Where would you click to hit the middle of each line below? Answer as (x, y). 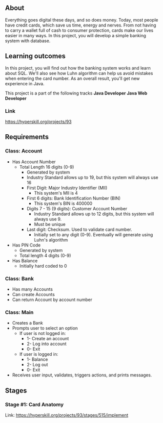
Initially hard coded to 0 (43, 266)
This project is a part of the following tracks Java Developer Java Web (76, 93)
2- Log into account (47, 344)
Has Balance (25, 261)
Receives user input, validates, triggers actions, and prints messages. (82, 375)
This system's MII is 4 (56, 193)
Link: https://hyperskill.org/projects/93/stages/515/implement (67, 415)
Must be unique (50, 224)
